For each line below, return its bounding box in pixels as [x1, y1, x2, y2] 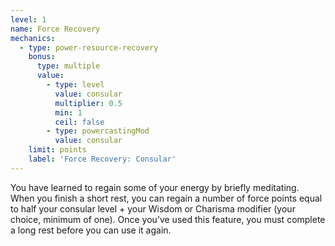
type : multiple [36, 61, 101, 71]
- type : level [46, 80, 105, 90]
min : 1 [54, 107, 83, 118]
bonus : [28, 52, 56, 62]
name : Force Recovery [10, 24, 101, 34]
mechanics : [10, 33, 56, 43]
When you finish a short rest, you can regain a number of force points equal [10, 192, 323, 204]
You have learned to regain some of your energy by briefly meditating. [10, 181, 300, 193]
